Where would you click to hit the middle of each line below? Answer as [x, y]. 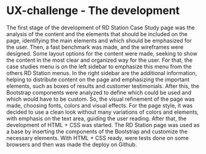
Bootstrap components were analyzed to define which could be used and [99, 92]
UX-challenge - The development [93, 11]
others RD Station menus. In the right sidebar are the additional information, [102, 73]
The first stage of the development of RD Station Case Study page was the [101, 28]
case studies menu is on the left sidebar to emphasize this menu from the [99, 66]
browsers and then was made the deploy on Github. [72, 144]
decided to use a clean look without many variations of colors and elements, [103, 112]
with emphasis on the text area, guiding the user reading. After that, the [97, 118]
